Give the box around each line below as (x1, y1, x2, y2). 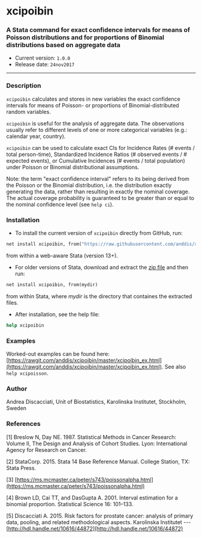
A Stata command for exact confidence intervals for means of (6, 26, 191, 34)
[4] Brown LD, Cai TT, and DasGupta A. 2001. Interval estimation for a (6, 494, 179, 501)
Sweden (6, 405, 27, 412)
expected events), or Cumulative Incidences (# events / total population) (6, 157, 185, 164)
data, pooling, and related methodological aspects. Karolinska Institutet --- (6, 518, 191, 525)
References (6, 420, 41, 428)
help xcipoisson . (6, 369, 49, 377)
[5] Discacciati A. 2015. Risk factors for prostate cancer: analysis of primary (6, 512, 194, 519)
